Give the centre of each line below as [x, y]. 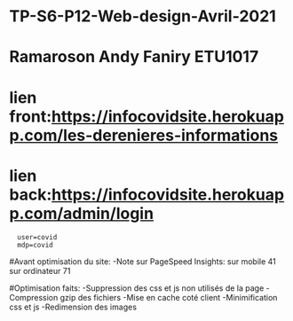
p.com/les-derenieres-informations [143, 135]
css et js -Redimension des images [73, 307]
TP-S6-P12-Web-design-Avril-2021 [143, 16]
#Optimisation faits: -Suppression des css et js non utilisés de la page [137, 288]
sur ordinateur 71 [40, 270]
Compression [34, 297]
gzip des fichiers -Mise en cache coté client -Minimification [169, 297]
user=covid [37, 237]
